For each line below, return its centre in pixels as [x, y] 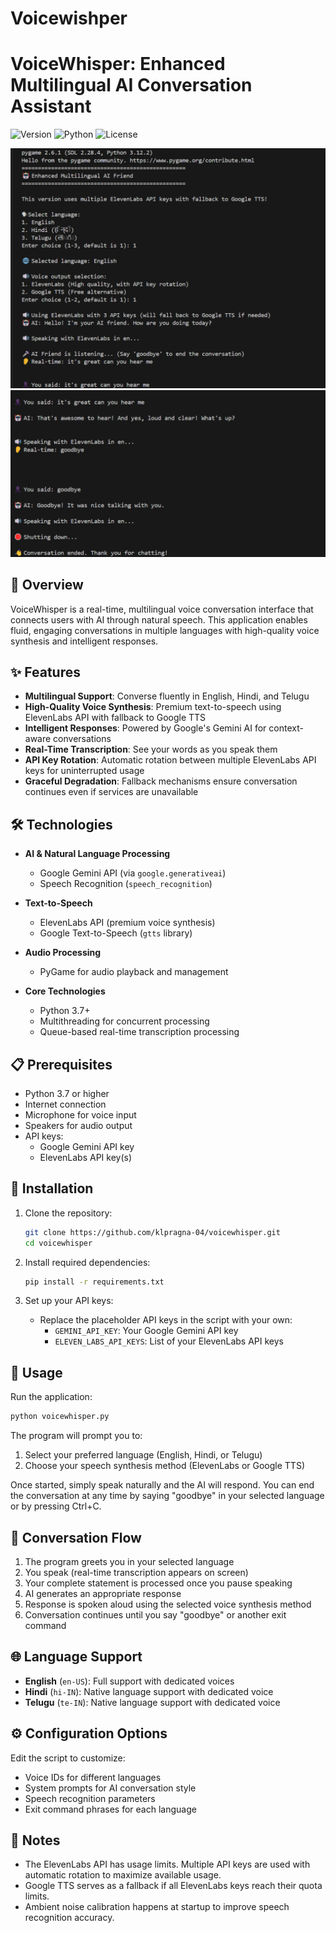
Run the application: [51, 1397]
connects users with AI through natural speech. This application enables [159, 619]
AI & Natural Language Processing [97, 854]
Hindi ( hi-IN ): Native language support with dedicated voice [149, 1691]
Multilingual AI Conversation [131, 85]
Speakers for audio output [78, 1126]
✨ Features [45, 672]
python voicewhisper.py [60, 1417]
